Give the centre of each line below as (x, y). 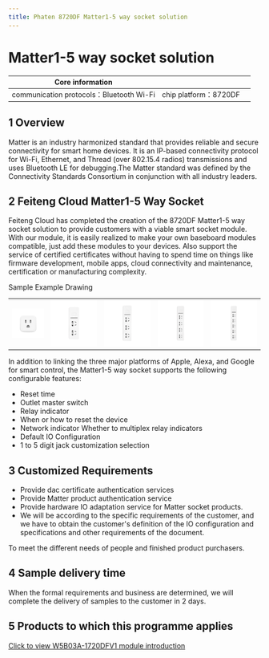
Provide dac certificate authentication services (97, 490)
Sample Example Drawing (51, 287)
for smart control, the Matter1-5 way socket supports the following (118, 370)
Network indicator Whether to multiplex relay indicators (111, 429)
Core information (84, 82)
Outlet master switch (54, 403)
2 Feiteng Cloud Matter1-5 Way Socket (106, 202)
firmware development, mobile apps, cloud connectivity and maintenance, (131, 263)
